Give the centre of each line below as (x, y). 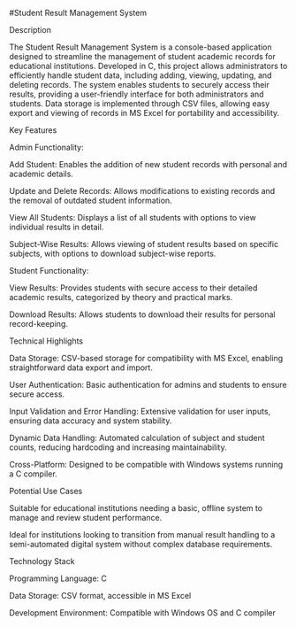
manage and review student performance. (86, 518)
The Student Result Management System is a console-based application (140, 47)
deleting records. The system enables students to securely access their (139, 85)
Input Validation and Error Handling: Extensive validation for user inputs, (140, 411)
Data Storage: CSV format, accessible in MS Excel (100, 596)
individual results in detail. (57, 227)
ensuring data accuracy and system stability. (91, 421)
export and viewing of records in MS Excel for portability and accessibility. (144, 113)
